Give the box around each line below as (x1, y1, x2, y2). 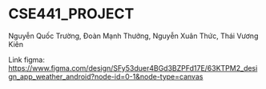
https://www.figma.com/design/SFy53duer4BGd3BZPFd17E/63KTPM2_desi (8, 63, 258, 72)
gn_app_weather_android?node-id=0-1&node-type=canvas (8, 72, 204, 81)
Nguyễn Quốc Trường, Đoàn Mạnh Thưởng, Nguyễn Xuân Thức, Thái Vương (8, 31, 259, 41)
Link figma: (8, 55, 46, 64)
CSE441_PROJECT (8, 5, 135, 23)
